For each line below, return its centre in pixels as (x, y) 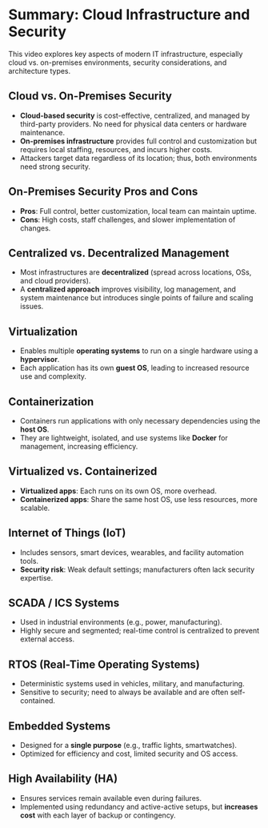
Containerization (51, 402)
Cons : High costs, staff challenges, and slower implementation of (128, 219)
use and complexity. (53, 376)
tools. (29, 561)
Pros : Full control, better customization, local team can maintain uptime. (138, 211)
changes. (35, 228)
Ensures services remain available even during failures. (111, 798)
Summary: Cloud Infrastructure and (129, 15)
